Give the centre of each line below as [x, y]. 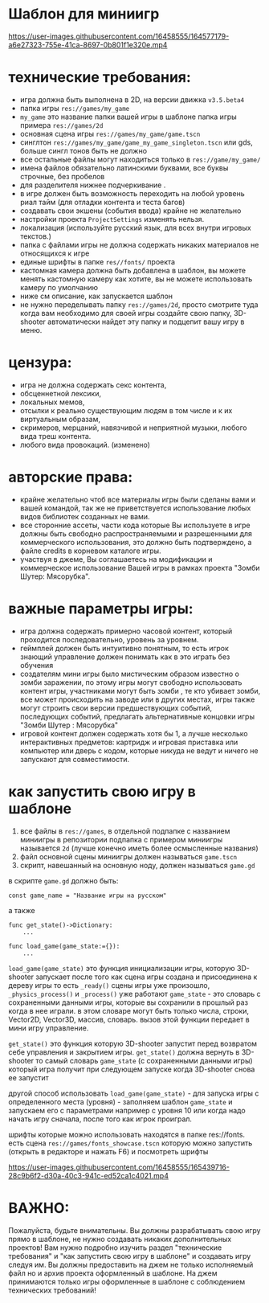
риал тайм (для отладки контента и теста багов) [102, 202]
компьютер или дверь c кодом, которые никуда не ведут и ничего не [139, 750]
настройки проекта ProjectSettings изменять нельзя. [112, 219]
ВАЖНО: [39, 1208]
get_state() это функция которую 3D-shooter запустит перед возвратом [133, 1043]
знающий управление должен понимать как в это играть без [125, 657]
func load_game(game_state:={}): [64, 946]
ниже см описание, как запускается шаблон [96, 296]
